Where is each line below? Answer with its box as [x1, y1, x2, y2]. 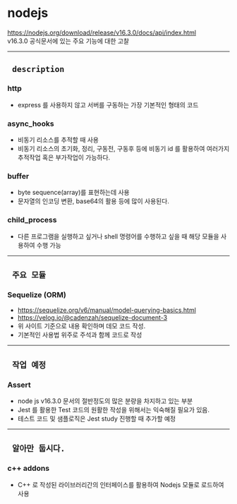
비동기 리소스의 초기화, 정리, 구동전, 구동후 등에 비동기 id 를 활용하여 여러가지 [17, 144, 230, 152]
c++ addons [7, 464, 50, 474]
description [11, 64, 65, 75]
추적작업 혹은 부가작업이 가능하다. [17, 153, 111, 162]
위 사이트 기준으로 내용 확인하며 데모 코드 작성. [17, 322, 146, 330]
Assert [7, 380, 32, 390]
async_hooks [7, 119, 54, 128]
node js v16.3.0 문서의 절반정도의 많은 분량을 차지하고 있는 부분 [17, 397, 193, 405]
